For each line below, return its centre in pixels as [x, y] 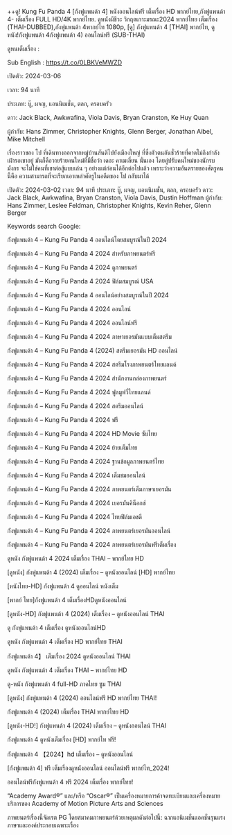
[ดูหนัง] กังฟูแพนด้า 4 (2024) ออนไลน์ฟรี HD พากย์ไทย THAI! [82, 698]
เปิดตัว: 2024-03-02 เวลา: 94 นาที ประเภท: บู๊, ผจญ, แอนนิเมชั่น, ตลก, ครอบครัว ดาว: [110, 190]
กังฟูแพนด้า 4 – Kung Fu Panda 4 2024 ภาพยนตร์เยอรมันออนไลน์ [89, 530]
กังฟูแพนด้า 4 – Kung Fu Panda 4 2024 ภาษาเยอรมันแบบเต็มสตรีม [89, 336]
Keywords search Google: [44, 226]
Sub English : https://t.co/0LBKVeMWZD [65, 62]
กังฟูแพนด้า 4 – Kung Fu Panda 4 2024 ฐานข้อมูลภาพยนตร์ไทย [86, 461]
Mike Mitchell [26, 139]
